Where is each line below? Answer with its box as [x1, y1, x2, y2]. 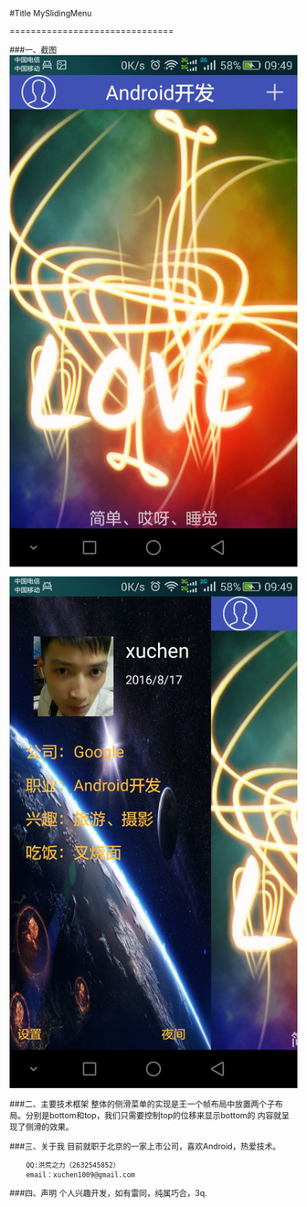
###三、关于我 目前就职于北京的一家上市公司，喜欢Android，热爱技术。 [9, 1141, 281, 1151]
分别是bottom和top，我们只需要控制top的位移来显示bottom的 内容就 [25, 1110, 282, 1120]
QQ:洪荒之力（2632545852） [26, 1160, 121, 1170]
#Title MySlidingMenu [9, 8, 92, 18]
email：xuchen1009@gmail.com [26, 1170, 135, 1180]
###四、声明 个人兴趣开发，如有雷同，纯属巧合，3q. [9, 1188, 207, 1198]
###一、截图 [9, 45, 58, 55]
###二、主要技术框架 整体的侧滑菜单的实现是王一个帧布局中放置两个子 [9, 1098, 276, 1109]
